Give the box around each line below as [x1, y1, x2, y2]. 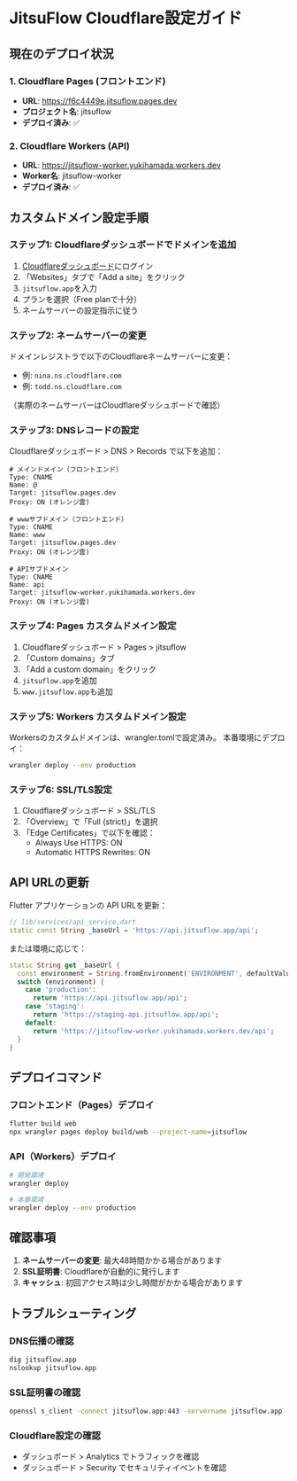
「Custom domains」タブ [21, 652, 115, 663]
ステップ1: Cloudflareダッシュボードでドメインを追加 [9, 238, 237, 251]
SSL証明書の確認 [9, 1386, 81, 1399]
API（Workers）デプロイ [9, 1150, 117, 1162]
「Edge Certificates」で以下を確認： [21, 828, 156, 838]
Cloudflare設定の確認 [9, 1429, 102, 1441]
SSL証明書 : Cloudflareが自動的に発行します [21, 1267, 180, 1277]
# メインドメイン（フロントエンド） [9, 465, 123, 474]
